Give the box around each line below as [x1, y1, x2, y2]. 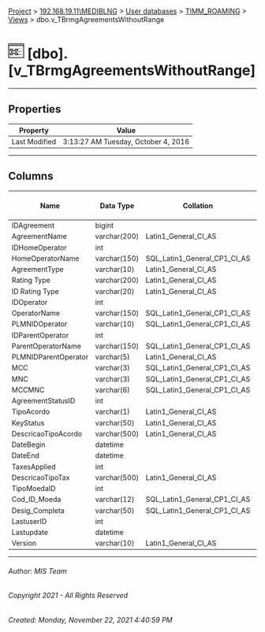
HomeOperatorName [11, 253, 80, 263]
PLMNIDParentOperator [11, 352, 89, 362]
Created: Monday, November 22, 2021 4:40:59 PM [8, 615, 174, 624]
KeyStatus [11, 418, 45, 427]
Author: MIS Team [8, 566, 67, 575]
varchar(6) [95, 385, 130, 394]
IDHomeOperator [11, 243, 67, 252]
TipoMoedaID [11, 484, 56, 493]
